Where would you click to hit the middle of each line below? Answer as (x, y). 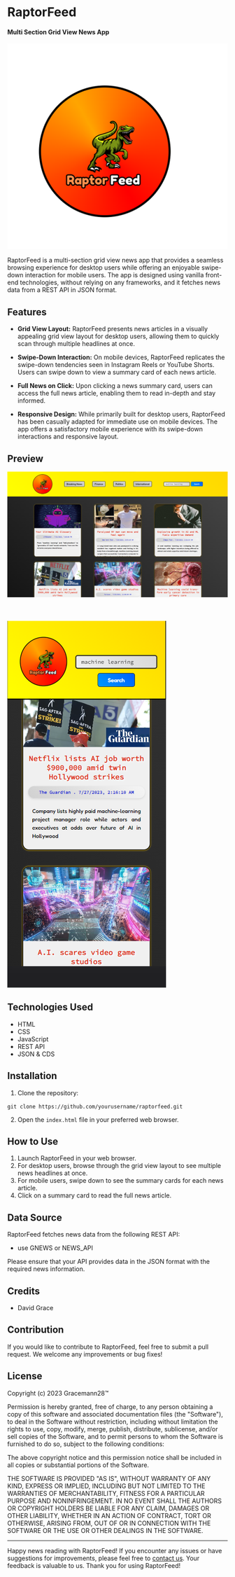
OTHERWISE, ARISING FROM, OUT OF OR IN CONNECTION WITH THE (109, 1523)
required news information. (46, 1269)
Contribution (36, 1330)
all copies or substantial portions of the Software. (78, 1465)
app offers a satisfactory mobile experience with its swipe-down (110, 429)
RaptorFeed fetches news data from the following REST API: (94, 1235)
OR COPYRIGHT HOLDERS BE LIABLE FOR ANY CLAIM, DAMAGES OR (108, 1508)
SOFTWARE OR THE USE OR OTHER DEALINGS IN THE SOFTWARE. (105, 1530)
